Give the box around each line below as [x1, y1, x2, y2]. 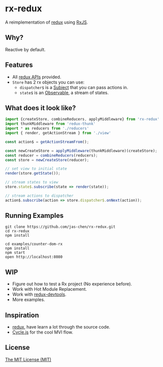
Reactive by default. [5, 46, 46, 52]
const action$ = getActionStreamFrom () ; [5, 139, 90, 144]
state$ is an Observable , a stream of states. [19, 90, 109, 95]
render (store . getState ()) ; [5, 171, 61, 176]
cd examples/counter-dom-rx [5, 242, 63, 246]
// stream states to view [5, 180, 58, 185]
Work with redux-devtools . [12, 291, 66, 298]
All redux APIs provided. [12, 74, 62, 80]
